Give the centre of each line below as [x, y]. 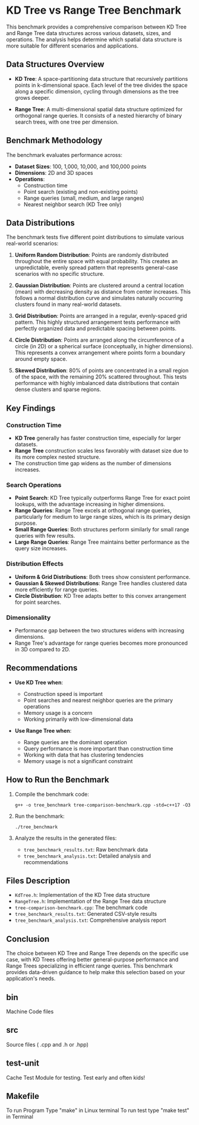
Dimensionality [29, 617]
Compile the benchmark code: [52, 794]
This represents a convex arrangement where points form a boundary [100, 353]
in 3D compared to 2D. [42, 649]
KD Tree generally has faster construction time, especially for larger [98, 438]
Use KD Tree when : [39, 682]
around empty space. [41, 359]
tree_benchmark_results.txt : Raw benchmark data [86, 849]
